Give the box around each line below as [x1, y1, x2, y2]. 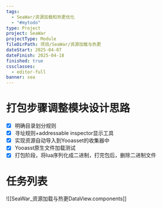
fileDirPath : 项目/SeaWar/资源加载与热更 [6, 42, 101, 48]
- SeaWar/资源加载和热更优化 [11, 14, 75, 20]
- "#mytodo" [11, 19, 41, 25]
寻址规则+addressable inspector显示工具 [14, 130, 114, 137]
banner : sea [6, 74, 35, 80]
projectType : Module [6, 36, 57, 42]
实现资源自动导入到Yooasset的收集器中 [14, 137, 110, 144]
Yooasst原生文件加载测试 [14, 144, 76, 151]
